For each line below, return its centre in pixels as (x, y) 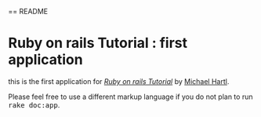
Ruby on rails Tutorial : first (98, 43)
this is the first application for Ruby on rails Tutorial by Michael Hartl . (119, 81)
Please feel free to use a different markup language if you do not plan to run (130, 97)
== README (28, 11)
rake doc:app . (34, 104)
